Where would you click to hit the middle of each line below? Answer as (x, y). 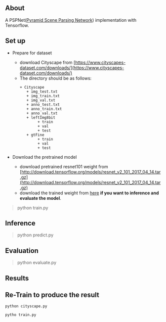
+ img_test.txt (42, 92)
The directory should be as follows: (56, 78)
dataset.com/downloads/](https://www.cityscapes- (72, 68)
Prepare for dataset (32, 53)
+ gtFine (35, 135)
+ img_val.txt (41, 100)
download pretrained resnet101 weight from (64, 166)
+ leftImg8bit (41, 117)
